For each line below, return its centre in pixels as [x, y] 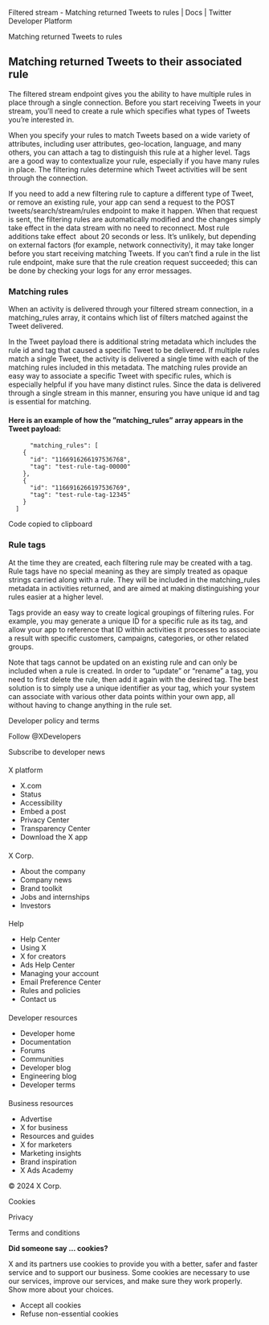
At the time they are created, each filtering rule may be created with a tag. [130, 562]
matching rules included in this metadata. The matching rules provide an [128, 367]
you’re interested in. [41, 119]
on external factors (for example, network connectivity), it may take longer [131, 245]
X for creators [43, 956]
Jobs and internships [55, 896]
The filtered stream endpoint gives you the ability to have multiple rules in [130, 93]
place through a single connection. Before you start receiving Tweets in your [135, 102]
